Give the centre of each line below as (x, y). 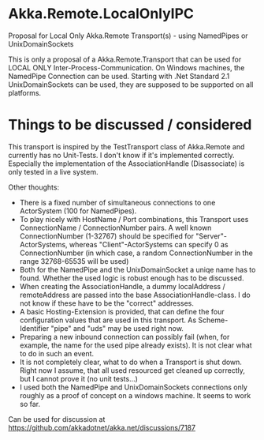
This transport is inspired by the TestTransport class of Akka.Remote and (126, 146)
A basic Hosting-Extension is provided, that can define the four (122, 311)
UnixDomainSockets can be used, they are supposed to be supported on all (131, 85)
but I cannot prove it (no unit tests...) (78, 378)
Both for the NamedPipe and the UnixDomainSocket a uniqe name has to (138, 269)
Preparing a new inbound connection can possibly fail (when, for (125, 337)
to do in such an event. (57, 353)
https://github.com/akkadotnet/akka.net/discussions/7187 (102, 427)
